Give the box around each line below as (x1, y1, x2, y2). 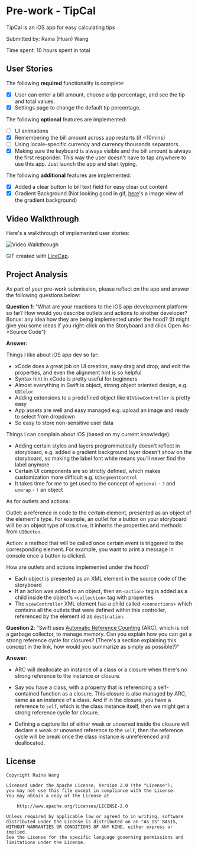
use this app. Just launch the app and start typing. (14, 160, 138, 168)
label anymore (14, 461, 50, 468)
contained (14, 690, 40, 697)
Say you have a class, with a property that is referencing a (14, 684, 157, 691)
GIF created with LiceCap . (6, 253, 70, 260)
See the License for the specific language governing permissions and (6, 834, 184, 840)
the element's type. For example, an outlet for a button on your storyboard (6, 515, 187, 522)
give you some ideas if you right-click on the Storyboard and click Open (6, 321, 181, 329)
